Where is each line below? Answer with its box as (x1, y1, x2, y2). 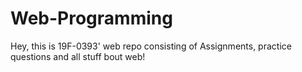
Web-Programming (10, 7, 173, 30)
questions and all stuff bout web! (10, 50, 146, 62)
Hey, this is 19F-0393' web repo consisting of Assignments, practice (10, 40, 292, 52)
